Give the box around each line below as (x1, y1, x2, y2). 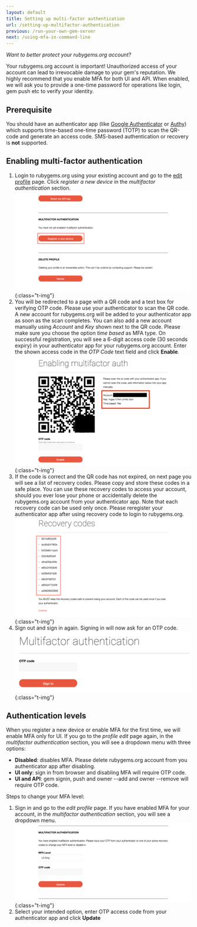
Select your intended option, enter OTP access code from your (14, 908, 167, 915)
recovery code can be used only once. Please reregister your (14, 504, 163, 512)
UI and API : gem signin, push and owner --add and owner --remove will (14, 775, 189, 783)
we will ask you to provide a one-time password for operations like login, (6, 81, 182, 88)
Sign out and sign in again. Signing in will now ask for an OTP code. (14, 624, 178, 631)
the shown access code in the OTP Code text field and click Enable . (14, 348, 179, 355)
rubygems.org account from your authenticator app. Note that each (14, 498, 178, 505)
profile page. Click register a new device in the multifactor (14, 178, 156, 185)
